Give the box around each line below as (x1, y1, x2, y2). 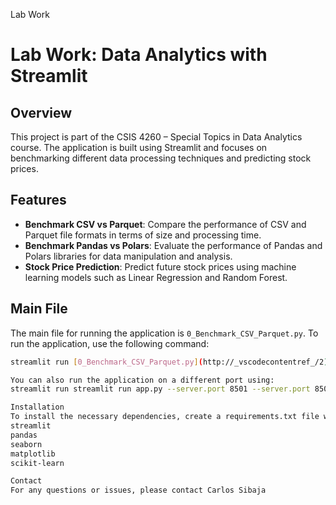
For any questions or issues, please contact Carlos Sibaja (10, 485, 267, 496)
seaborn (10, 439, 43, 449)
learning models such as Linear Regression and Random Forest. (24, 271, 288, 283)
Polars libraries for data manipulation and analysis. (24, 250, 233, 262)
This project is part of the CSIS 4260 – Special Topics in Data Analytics (10, 131, 303, 143)
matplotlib (10, 449, 56, 459)
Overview (10, 104, 73, 121)
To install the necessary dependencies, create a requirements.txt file (10, 412, 320, 422)
